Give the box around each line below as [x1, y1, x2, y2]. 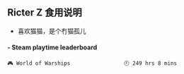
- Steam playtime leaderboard [7, 43, 98, 51]
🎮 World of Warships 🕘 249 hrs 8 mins [7, 60, 177, 67]
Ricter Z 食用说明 [7, 6, 83, 19]
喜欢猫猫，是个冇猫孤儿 [17, 27, 86, 35]
